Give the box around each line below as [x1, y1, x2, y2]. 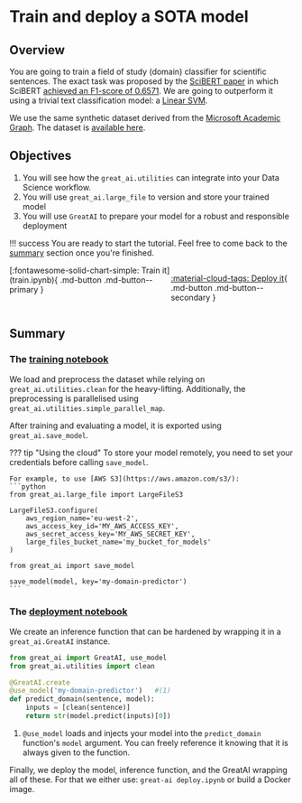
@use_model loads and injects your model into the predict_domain [22, 727, 261, 738]
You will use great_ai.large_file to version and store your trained [22, 191, 270, 202]
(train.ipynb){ [9, 274, 59, 285]
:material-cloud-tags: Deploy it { [170, 273, 288, 284]
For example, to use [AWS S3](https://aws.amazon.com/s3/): [9, 474, 241, 483]
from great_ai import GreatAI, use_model [9, 653, 168, 662]
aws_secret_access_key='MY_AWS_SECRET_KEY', [25, 529, 196, 538]
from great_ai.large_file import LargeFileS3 [9, 490, 183, 499]
